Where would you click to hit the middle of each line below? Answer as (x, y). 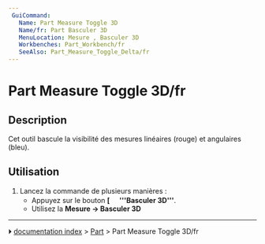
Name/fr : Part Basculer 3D (63, 30)
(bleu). (19, 147)
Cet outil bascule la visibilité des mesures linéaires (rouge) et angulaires (125, 139)
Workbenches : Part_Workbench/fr (72, 45)
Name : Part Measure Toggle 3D (68, 23)
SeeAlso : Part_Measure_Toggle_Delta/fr (84, 52)
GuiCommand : (31, 15)
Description (37, 120)
